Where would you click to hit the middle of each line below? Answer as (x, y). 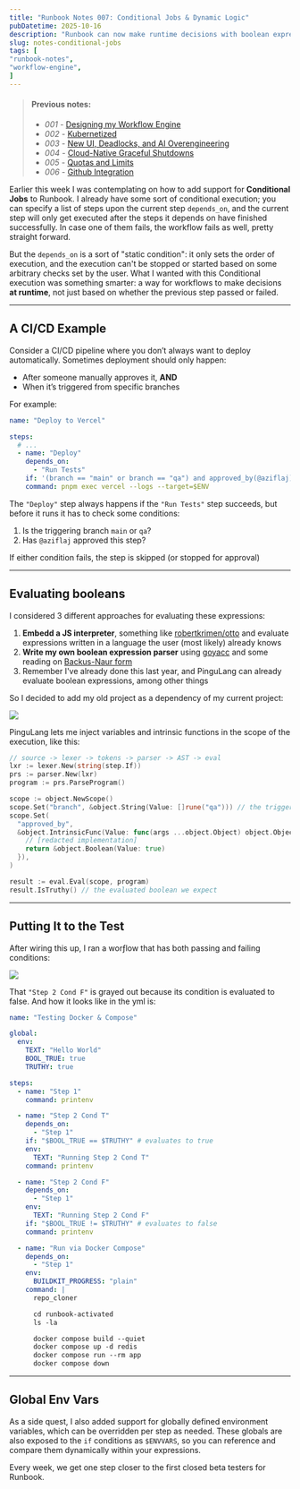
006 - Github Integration (89, 172)
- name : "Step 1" (50, 1091)
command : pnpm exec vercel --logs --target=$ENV (117, 486)
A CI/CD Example (58, 329)
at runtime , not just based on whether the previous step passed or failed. (144, 292)
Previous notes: (61, 105)
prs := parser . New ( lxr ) (54, 774)
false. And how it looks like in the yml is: (83, 1001)
